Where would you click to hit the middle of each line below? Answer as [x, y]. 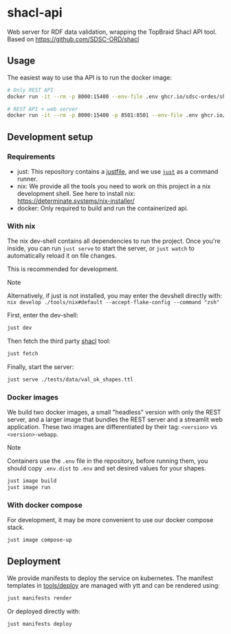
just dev [20, 328]
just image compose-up [40, 540]
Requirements [31, 157]
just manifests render [40, 598]
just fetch [23, 354]
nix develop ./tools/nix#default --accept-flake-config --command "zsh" [113, 303]
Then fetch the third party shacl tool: [59, 341]
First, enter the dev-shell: [43, 315]
